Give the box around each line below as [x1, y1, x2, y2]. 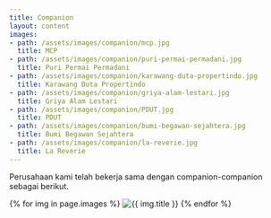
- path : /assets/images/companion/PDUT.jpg [9, 105, 174, 114]
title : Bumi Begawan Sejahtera [17, 130, 134, 139]
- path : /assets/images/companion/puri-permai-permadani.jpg [9, 55, 242, 64]
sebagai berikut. [9, 180, 70, 191]
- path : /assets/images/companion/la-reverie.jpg [9, 138, 199, 147]
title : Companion [9, 13, 74, 22]
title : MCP [17, 47, 58, 56]
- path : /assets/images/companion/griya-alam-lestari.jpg [9, 88, 230, 97]
